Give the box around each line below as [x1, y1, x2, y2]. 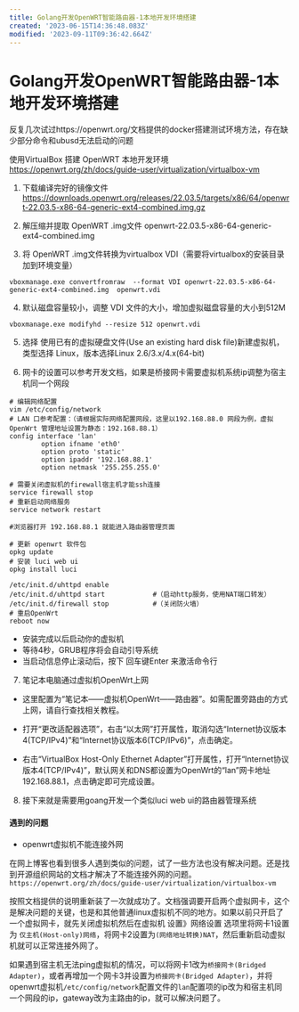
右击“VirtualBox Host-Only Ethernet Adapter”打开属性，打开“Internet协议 [21, 754, 289, 764]
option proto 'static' [41, 447, 125, 457]
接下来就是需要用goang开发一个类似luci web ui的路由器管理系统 [21, 795, 257, 806]
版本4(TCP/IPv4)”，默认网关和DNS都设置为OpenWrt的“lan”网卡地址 [21, 765, 271, 776]
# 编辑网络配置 [9, 397, 58, 406]
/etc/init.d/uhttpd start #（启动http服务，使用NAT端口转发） [9, 590, 271, 600]
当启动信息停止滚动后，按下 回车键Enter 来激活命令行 [21, 656, 218, 666]
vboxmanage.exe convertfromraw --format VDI [9, 278, 181, 287]
